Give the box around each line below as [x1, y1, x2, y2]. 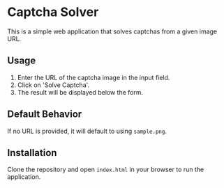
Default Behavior [7, 109, 82, 120]
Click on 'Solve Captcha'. [17, 81, 90, 89]
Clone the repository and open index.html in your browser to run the [7, 165, 204, 174]
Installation [7, 147, 57, 159]
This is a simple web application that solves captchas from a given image [7, 27, 218, 36]
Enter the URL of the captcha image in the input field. [17, 73, 170, 81]
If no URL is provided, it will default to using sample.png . [7, 127, 167, 135]
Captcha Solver [7, 4, 99, 20]
